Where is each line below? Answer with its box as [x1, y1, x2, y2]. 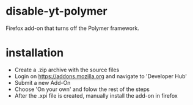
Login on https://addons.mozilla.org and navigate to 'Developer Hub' [14, 72, 188, 80]
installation [5, 46, 64, 60]
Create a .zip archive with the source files [14, 66, 120, 73]
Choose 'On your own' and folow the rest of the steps [14, 85, 150, 93]
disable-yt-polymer [5, 4, 107, 18]
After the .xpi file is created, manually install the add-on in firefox [14, 92, 178, 99]
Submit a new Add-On [14, 79, 71, 86]
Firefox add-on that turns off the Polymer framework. [5, 24, 140, 32]
